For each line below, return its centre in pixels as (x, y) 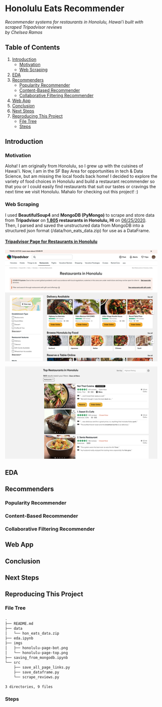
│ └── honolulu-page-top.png (37, 653)
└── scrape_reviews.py (37, 677)
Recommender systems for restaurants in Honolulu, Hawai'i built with (74, 22)
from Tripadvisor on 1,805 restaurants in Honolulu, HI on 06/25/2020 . (76, 220)
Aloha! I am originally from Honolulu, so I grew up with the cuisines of (74, 166)
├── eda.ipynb (19, 638)
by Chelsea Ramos (24, 32)
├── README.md (19, 623)
